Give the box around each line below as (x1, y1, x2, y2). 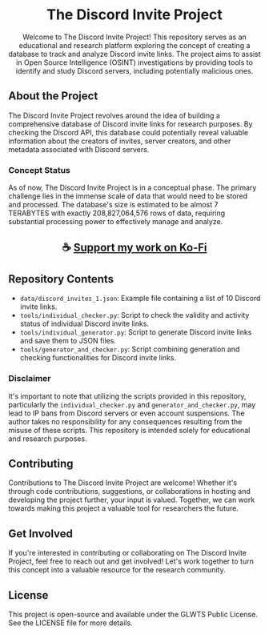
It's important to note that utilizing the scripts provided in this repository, (8, 391, 247, 401)
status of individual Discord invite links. (19, 319, 150, 329)
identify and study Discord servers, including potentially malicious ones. (15, 66, 254, 75)
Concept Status (8, 164, 70, 175)
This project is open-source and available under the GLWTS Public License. (8, 609, 258, 619)
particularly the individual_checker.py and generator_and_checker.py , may (8, 399, 256, 409)
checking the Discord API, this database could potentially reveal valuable (8, 127, 249, 137)
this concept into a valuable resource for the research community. (8, 565, 226, 575)
